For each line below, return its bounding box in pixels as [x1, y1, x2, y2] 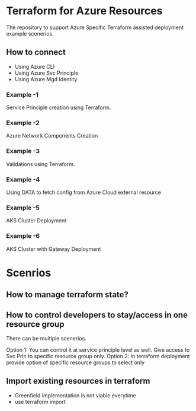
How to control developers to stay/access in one [6, 310, 188, 320]
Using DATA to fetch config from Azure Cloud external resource [6, 189, 161, 196]
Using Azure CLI [14, 63, 55, 70]
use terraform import [14, 398, 66, 405]
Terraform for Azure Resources [6, 4, 163, 18]
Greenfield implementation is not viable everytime [14, 391, 136, 399]
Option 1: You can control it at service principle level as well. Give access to [6, 346, 190, 353]
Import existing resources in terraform [6, 376, 150, 386]
